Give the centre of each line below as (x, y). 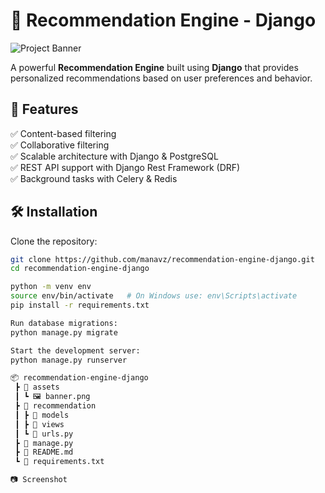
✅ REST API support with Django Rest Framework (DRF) (125, 167)
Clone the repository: (54, 241)
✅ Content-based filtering (63, 133)
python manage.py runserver (69, 360)
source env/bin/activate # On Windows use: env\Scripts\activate (154, 296)
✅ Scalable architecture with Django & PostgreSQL (114, 156)
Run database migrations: (64, 323)
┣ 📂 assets (37, 387)
